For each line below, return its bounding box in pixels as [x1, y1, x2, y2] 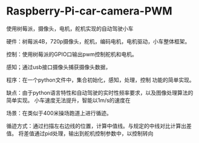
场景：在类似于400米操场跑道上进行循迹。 [6, 109, 112, 116]
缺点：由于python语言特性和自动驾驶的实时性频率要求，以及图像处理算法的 [6, 89, 194, 96]
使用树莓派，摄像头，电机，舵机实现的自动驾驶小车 [6, 25, 134, 32]
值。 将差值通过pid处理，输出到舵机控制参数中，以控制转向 [6, 130, 154, 137]
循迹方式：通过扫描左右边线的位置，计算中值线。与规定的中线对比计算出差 [6, 122, 192, 129]
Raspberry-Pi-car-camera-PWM [6, 4, 172, 18]
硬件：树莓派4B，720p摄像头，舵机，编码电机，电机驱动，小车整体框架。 [6, 37, 191, 45]
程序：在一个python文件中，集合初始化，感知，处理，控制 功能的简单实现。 [6, 76, 195, 83]
